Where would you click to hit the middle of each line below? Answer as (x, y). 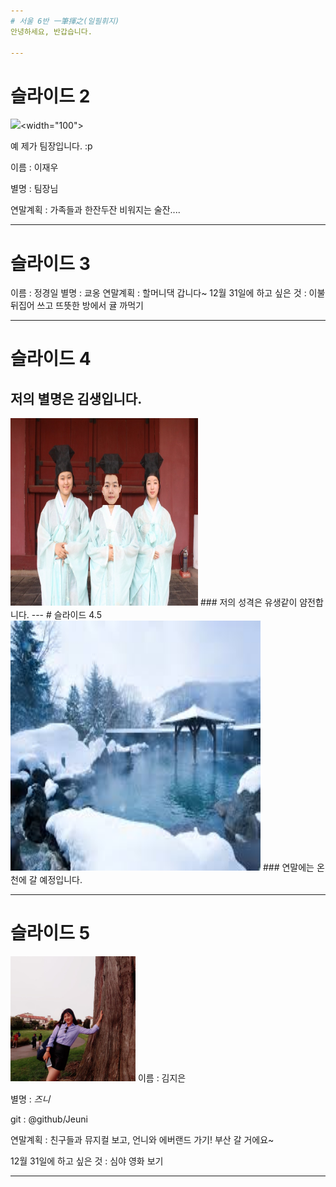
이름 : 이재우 (34, 167)
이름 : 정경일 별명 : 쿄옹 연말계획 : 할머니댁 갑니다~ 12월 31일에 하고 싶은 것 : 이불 (168, 293)
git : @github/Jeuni (49, 1119)
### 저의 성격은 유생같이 (248, 602)
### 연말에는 (288, 867)
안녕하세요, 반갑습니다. (51, 31)
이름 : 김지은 (162, 1078)
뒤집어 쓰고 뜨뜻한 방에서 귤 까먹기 (77, 306)
